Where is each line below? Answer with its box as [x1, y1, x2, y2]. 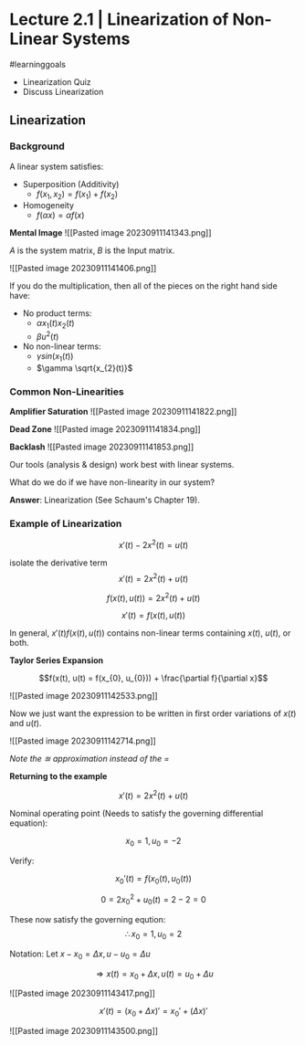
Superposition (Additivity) [22, 178, 120, 189]
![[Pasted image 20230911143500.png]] [9, 1026, 158, 1037]
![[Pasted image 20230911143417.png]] [9, 987, 155, 999]
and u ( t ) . [9, 718, 42, 729]
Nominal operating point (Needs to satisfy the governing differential [9, 807, 264, 818]
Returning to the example [9, 771, 108, 782]
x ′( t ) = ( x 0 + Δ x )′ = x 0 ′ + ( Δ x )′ [99, 1006, 208, 1019]
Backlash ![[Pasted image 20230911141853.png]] [9, 441, 195, 452]
